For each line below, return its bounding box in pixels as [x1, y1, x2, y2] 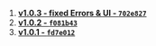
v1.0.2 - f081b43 [17, 17, 78, 28]
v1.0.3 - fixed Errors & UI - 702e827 [17, 8, 147, 18]
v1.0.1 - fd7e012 [17, 27, 76, 37]
